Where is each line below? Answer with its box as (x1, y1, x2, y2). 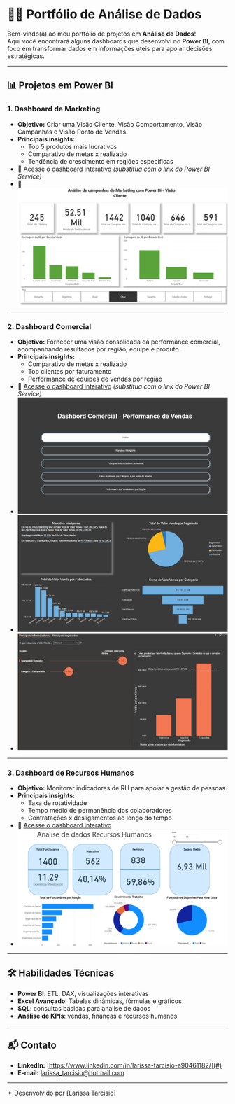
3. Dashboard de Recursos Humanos (7, 768, 134, 778)
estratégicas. (7, 52, 45, 60)
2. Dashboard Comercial (7, 321, 92, 331)
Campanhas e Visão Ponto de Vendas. (17, 127, 128, 136)
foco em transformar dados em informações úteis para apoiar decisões (7, 44, 213, 53)
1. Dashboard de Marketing (7, 104, 101, 114)
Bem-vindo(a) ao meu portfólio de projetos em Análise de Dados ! (7, 29, 197, 38)
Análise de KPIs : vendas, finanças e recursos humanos (17, 1012, 178, 1020)
